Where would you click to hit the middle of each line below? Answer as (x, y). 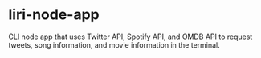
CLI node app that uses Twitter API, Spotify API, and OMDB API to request (130, 37)
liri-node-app (54, 15)
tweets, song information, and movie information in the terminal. (114, 44)
